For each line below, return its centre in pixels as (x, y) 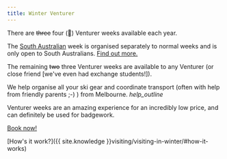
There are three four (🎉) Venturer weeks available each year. (92, 33)
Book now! (22, 128)
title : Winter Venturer (41, 13)
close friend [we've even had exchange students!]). (80, 74)
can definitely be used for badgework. (61, 115)
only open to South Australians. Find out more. (72, 53)
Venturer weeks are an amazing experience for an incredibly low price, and (113, 107)
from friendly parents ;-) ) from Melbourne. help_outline (85, 94)
